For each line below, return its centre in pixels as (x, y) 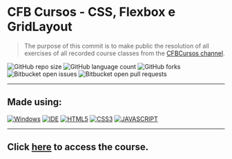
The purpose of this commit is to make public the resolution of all (116, 46)
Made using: (35, 102)
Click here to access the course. (78, 147)
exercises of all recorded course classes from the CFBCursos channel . (124, 53)
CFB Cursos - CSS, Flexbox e (91, 12)
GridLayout (40, 27)
